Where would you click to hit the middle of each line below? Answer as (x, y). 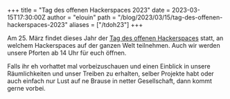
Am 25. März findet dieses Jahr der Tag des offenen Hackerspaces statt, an (115, 38)
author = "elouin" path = (82, 17)
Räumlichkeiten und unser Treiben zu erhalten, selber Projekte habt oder (111, 73)
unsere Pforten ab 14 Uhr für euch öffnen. (67, 53)
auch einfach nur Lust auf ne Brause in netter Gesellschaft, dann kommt (110, 81)
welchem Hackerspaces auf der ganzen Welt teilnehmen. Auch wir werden (114, 45)
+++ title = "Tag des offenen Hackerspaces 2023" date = (89, 10)
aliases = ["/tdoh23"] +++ (106, 25)
